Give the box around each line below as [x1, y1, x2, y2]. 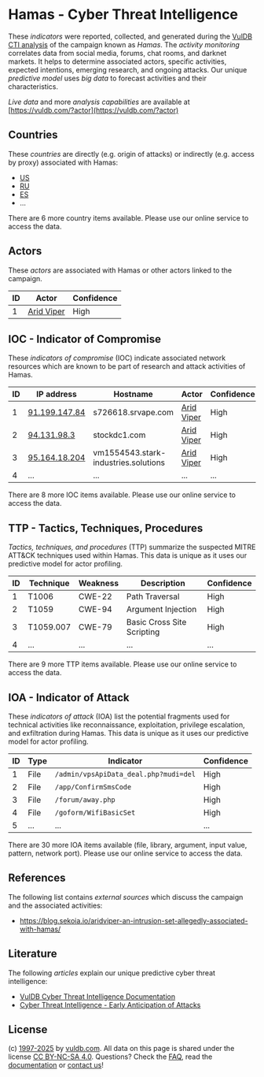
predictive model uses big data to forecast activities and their [8, 73, 207, 83]
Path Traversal [126, 591, 180, 602]
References [8, 871, 66, 885]
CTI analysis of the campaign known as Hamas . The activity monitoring [8, 39, 240, 49]
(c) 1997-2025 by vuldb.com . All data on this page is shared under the [8, 1044, 235, 1053]
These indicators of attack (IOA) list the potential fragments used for [8, 711, 230, 721]
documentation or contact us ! [8, 1060, 104, 1070]
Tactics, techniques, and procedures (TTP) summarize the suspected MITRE [8, 542, 256, 552]
